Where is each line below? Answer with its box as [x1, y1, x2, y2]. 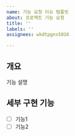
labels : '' [6, 26, 34, 32]
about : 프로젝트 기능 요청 [6, 15, 65, 21]
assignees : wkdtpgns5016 [6, 32, 70, 38]
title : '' [6, 20, 32, 26]
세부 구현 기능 [6, 98, 55, 109]
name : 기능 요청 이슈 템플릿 [6, 9, 69, 15]
